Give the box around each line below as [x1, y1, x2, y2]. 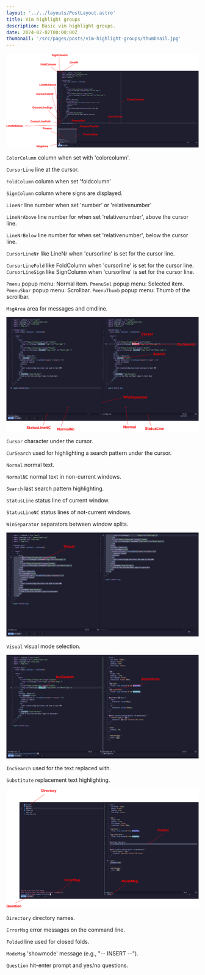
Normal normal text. [6, 461, 55, 468]
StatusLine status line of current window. [6, 496, 110, 504]
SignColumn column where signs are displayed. [6, 189, 123, 197]
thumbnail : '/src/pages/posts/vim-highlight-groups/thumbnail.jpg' [6, 35, 182, 42]
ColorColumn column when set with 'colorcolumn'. [6, 153, 130, 161]
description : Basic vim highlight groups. [6, 23, 116, 29]
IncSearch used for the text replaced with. [6, 765, 112, 772]
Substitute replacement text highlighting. [6, 776, 110, 784]
